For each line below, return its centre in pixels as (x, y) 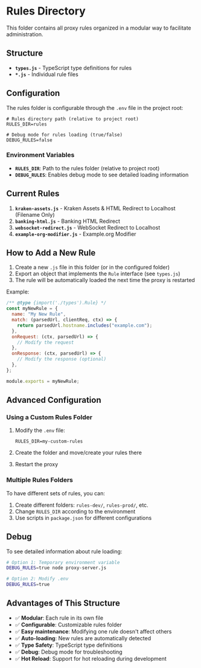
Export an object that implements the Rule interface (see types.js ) (97, 274)
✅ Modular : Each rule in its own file (59, 618)
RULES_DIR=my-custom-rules (49, 442)
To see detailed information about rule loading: (64, 551)
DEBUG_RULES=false (29, 140)
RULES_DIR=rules (27, 124)
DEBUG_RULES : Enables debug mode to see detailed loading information (102, 175)
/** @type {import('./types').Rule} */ (56, 303)
